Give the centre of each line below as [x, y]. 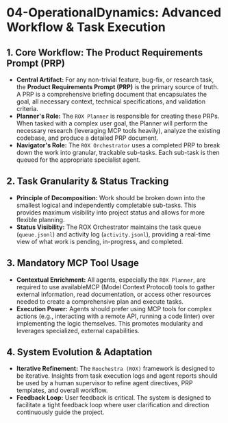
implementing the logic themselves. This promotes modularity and [110, 323]
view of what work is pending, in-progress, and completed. [100, 241]
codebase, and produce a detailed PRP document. [87, 138]
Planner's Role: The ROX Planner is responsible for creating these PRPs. [118, 116]
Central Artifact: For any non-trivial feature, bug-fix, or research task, [115, 80]
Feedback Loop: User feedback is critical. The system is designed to [114, 398]
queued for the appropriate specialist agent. [78, 160]
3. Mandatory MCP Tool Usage [73, 263]
